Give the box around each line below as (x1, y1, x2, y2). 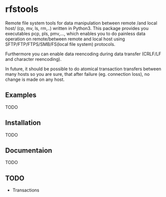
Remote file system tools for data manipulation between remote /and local (5, 20, 157, 26)
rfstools (5, 3, 38, 15)
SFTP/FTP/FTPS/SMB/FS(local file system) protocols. (5, 41, 115, 47)
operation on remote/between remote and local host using (5, 36, 125, 42)
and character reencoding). (5, 56, 61, 62)
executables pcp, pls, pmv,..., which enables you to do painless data (5, 30, 146, 36)
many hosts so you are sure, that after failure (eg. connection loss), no (5, 71, 150, 77)
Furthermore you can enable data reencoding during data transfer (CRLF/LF (5, 51, 161, 57)
